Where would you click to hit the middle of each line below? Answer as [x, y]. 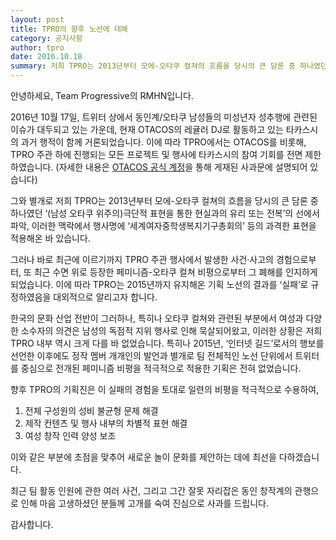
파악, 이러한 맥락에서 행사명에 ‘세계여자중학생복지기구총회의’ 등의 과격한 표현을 [163, 225]
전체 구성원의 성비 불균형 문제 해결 [91, 410]
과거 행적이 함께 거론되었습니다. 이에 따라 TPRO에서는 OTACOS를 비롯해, [163, 142]
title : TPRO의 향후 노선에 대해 [69, 29]
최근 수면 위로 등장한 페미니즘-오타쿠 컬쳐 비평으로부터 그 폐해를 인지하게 [175, 272]
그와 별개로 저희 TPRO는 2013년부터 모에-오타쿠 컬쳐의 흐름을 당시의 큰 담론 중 [164, 200]
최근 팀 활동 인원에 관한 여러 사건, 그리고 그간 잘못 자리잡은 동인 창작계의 [151, 490]
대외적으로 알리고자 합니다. [105, 297]
